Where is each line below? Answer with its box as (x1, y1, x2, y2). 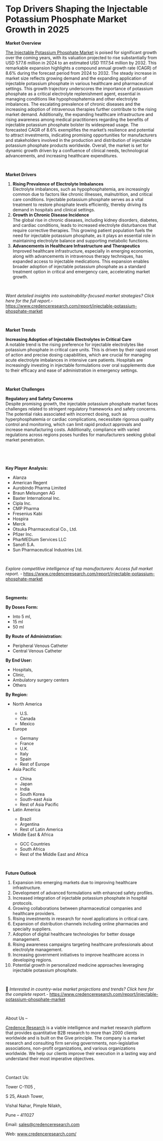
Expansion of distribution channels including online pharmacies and (12, 920, 148, 926)
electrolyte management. (12, 946, 63, 953)
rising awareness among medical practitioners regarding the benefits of (5, 117, 149, 122)
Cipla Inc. (12, 500, 32, 506)
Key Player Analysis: (5, 465, 48, 471)
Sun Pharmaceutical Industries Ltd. (12, 546, 83, 552)
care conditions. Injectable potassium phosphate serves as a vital (12, 196, 144, 202)
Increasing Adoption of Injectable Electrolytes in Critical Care (5, 336, 131, 342)
